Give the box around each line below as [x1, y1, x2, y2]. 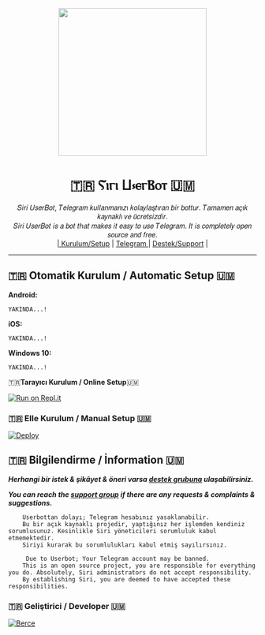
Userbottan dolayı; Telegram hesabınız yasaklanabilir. [22, 513, 211, 521]
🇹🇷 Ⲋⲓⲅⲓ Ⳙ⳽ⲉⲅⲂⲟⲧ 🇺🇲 [69, 177, 196, 194]
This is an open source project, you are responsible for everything [22, 562, 256, 570]
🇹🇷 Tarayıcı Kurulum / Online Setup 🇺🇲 [8, 377, 140, 387]
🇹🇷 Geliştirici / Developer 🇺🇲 [8, 600, 126, 611]
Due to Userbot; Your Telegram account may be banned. [25, 555, 211, 562]
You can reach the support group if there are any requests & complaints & [8, 489, 256, 499]
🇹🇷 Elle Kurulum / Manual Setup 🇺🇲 [8, 413, 151, 424]
